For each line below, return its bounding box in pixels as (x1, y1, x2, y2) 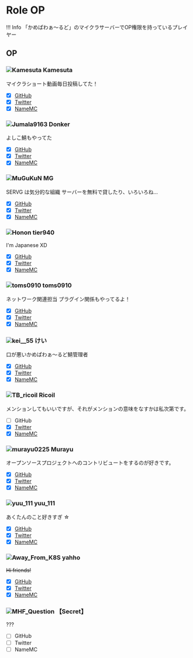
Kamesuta (43, 66, 73, 74)
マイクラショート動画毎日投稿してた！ (6, 80, 98, 87)
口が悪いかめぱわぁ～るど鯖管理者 (6, 351, 88, 358)
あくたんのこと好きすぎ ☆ (6, 513, 70, 520)
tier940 (32, 228, 55, 237)
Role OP (6, 4, 45, 17)
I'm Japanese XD (6, 242, 48, 249)
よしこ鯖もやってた (6, 134, 53, 141)
